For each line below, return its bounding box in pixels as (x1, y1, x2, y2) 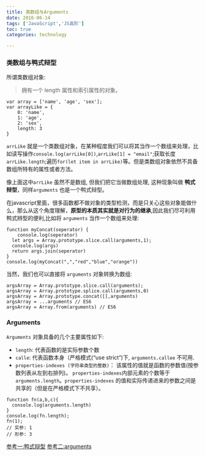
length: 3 (17, 126, 43, 132)
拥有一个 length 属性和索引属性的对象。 (21, 86, 121, 94)
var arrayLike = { (6, 104, 53, 110)
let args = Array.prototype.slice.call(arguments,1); (12, 237, 152, 244)
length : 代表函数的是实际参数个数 (15, 346, 100, 353)
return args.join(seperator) (12, 248, 86, 254)
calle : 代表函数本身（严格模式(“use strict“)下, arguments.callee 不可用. (15, 354, 195, 361)
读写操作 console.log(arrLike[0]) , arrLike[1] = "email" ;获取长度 (11, 150, 176, 158)
